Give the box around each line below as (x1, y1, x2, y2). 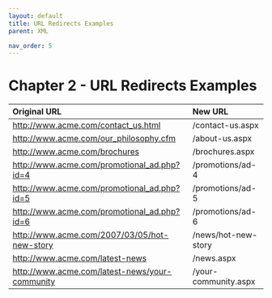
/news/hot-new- (192, 229, 257, 240)
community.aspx (192, 276, 256, 287)
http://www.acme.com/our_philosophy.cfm (12, 133, 176, 145)
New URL (192, 106, 229, 118)
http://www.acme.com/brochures (12, 146, 140, 158)
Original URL (12, 106, 62, 118)
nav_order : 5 (8, 41, 53, 50)
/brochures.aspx (192, 146, 255, 158)
